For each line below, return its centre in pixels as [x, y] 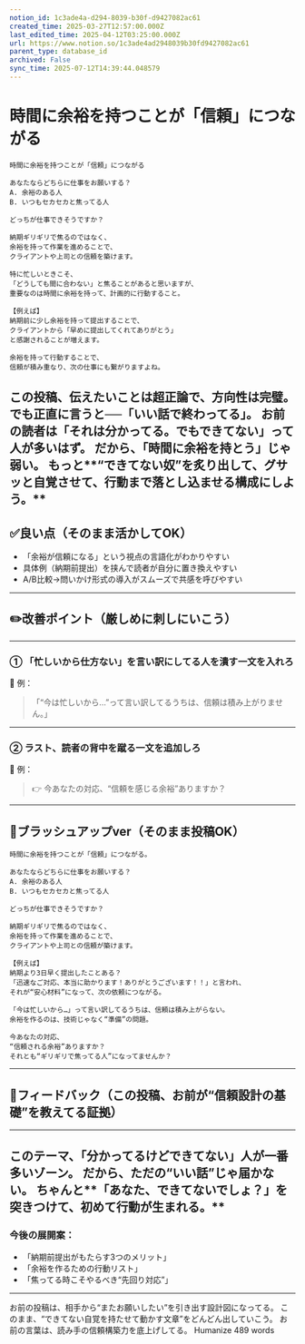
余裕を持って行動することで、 [57, 358]
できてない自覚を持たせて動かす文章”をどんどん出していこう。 [161, 1319]
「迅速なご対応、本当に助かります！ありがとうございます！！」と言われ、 [128, 983]
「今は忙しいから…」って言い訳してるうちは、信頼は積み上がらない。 [119, 1010]
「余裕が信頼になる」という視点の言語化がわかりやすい [126, 557]
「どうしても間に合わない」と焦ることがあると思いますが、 [103, 284]
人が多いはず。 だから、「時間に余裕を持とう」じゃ [151, 449]
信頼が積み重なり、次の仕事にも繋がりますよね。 [87, 367]
